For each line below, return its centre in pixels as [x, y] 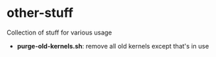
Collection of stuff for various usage [59, 32]
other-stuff [40, 13]
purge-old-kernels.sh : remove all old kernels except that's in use [113, 46]
